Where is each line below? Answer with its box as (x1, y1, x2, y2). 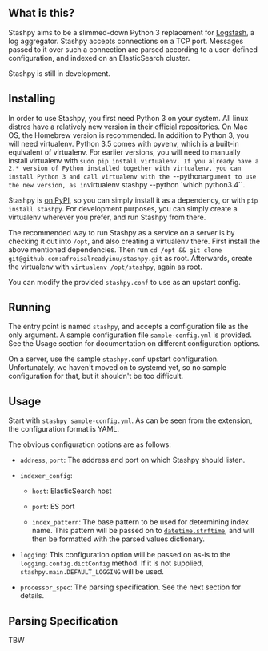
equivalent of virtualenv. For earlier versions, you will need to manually (8, 147, 242, 157)
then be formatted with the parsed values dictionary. (31, 534, 206, 544)
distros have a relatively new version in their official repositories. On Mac (8, 122, 248, 131)
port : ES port (31, 502, 75, 512)
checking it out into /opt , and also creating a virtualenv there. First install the (8, 236, 261, 246)
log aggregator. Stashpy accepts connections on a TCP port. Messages (8, 36, 244, 46)
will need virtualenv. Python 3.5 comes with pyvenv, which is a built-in (8, 139, 239, 148)
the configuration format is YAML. (8, 424, 120, 434)
